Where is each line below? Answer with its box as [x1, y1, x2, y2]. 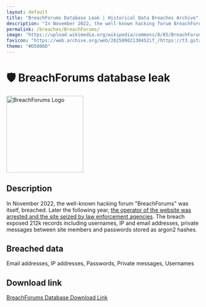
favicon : [6, 37, 29, 44]
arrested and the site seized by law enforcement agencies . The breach [6, 212, 185, 220]
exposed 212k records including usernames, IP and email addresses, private [6, 219, 199, 227]
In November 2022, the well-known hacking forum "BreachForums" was [6, 200, 189, 207]
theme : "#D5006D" [6, 44, 51, 50]
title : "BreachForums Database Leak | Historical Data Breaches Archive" [6, 15, 199, 21]
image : [6, 32, 23, 38]
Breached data [6, 244, 64, 254]
